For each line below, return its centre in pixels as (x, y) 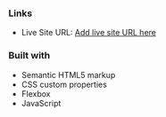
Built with (29, 56)
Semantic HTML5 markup (68, 74)
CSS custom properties (64, 84)
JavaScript (41, 103)
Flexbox (36, 94)
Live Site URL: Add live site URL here (89, 33)
